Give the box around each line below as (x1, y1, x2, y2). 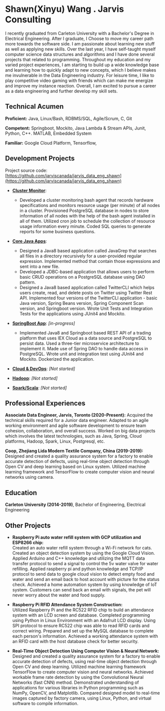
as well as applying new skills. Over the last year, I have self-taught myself (5, 46, 156, 52)
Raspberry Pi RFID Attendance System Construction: (12, 602, 123, 607)
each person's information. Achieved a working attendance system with (12, 633, 159, 639)
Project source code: (5, 167, 48, 173)
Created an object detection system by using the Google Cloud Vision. (12, 550, 155, 556)
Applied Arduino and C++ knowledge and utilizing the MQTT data (12, 555, 145, 561)
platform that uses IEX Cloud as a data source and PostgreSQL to (19, 335, 152, 341)
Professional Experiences (5, 399, 86, 407)
